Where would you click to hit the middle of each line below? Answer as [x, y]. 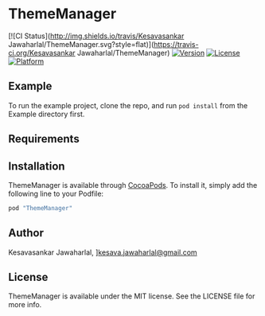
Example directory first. [47, 114]
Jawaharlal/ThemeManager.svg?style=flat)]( [81, 44]
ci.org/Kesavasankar [42, 53]
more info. [25, 305]
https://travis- [176, 44]
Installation [37, 166]
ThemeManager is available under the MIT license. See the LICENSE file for [132, 296]
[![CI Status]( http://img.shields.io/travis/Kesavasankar [96, 36]
